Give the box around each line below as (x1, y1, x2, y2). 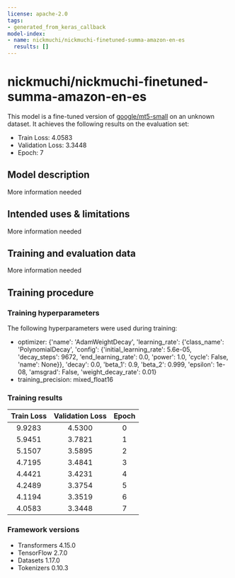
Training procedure (7, 287, 94, 299)
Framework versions (7, 525, 80, 535)
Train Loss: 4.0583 (17, 133, 73, 141)
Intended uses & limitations (7, 208, 130, 220)
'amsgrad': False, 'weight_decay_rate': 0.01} (28, 368, 157, 376)
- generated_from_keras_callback (7, 23, 106, 30)
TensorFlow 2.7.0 (17, 548, 68, 557)
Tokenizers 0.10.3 (17, 563, 69, 572)
